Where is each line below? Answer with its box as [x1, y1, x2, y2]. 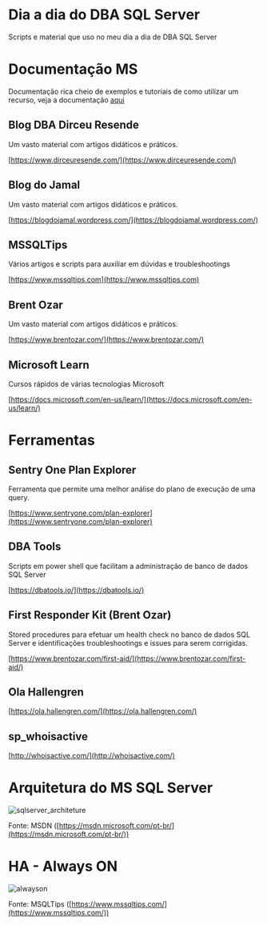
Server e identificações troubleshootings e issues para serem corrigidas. [8, 638, 248, 647]
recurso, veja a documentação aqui [8, 94, 126, 105]
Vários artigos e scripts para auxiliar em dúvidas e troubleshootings [8, 259, 230, 269]
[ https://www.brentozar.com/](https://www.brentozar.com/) [8, 334, 205, 345]
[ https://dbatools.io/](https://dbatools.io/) [8, 585, 145, 595]
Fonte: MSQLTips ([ [8, 899, 72, 909]
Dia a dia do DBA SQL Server [8, 6, 201, 24]
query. [8, 492, 30, 502]
